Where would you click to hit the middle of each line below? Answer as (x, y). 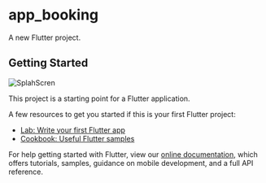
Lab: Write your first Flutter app (73, 130)
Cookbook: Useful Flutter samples (77, 138)
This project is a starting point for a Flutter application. (99, 98)
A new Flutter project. (45, 37)
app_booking (54, 15)
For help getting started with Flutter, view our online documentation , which (133, 154)
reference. (26, 172)
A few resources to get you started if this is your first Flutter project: (122, 114)
